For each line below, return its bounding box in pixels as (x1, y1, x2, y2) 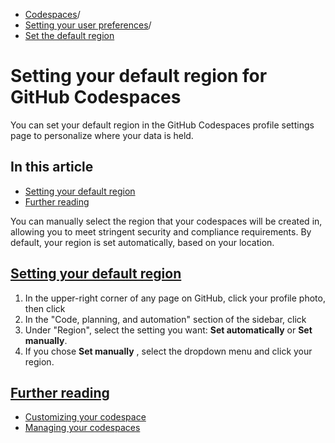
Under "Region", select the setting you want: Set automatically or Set (24, 324, 313, 336)
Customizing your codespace (24, 411, 147, 423)
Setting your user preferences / (24, 19, 152, 31)
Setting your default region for (10, 65, 268, 88)
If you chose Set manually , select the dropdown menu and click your (24, 345, 313, 357)
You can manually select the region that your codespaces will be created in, (10, 215, 323, 227)
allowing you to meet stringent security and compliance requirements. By (10, 225, 312, 238)
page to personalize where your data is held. (10, 129, 194, 141)
